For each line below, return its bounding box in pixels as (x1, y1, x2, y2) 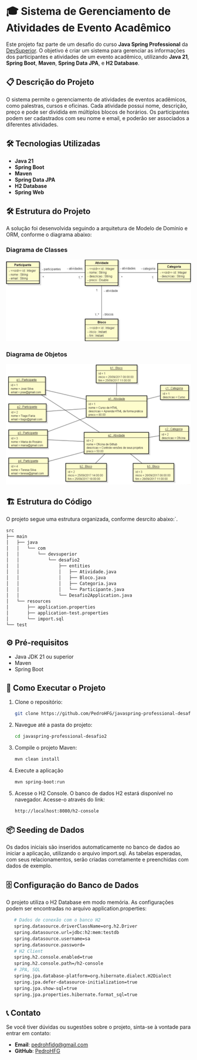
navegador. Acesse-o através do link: (14, 796, 105, 803)
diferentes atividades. (6, 121, 59, 128)
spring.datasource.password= (13, 942, 85, 948)
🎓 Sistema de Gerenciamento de (6, 5, 171, 18)
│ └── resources (6, 598, 51, 604)
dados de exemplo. (6, 862, 53, 869)
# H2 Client (13, 948, 43, 954)
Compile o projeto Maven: (14, 744, 77, 751)
